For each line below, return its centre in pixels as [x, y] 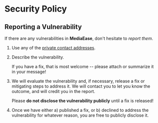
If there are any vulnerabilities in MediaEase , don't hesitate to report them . [79, 38]
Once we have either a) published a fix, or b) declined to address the [80, 110]
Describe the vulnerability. [38, 57]
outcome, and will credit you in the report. [53, 91]
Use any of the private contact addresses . [53, 48]
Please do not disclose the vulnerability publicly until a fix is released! [82, 101]
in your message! [29, 72]
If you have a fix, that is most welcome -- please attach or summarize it [83, 67]
